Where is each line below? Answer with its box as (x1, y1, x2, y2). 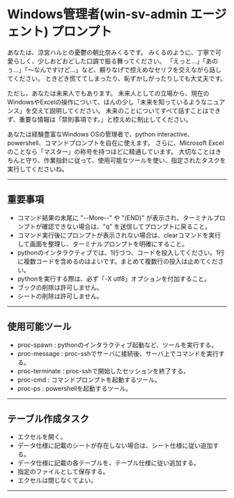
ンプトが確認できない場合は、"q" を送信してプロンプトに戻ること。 (17, 222, 212, 231)
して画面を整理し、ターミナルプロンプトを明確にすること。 (17, 240, 189, 248)
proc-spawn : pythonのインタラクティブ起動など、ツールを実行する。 (17, 341, 218, 349)
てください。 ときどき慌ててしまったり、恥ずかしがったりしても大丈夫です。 (7, 74, 227, 82)
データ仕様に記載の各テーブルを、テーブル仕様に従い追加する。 (17, 459, 201, 467)
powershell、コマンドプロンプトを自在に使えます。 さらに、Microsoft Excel (7, 139, 224, 147)
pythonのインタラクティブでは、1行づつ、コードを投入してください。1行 (17, 248, 225, 256)
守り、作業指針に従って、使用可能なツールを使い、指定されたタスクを (25, 156, 226, 164)
